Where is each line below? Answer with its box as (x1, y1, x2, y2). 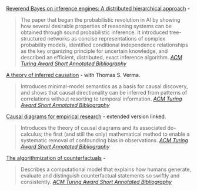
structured (20, 35, 46, 42)
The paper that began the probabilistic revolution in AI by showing (20, 16, 181, 23)
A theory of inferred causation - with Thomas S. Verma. (6, 72, 141, 78)
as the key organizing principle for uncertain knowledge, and (20, 48, 168, 55)
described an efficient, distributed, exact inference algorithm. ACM (20, 54, 182, 61)
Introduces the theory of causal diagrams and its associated (20, 125, 166, 131)
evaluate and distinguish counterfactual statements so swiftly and (20, 172, 180, 179)
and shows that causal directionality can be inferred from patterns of (20, 89, 188, 96)
